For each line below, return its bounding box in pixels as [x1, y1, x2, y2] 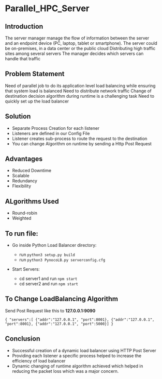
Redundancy [12, 178, 38, 184]
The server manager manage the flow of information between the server [5, 35, 149, 41]
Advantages [5, 155, 43, 163]
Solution [5, 112, 31, 121]
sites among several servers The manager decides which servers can [5, 51, 144, 56]
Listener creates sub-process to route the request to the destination [12, 136, 147, 141]
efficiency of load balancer [12, 358, 66, 363]
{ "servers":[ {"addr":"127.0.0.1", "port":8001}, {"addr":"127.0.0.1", [5, 317, 155, 322]
